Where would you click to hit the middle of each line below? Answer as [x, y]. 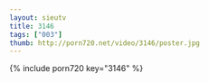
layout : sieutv [38, 18]
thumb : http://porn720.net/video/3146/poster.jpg [105, 43]
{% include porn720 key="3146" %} [76, 68]
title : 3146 [32, 26]
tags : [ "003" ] [36, 34]
